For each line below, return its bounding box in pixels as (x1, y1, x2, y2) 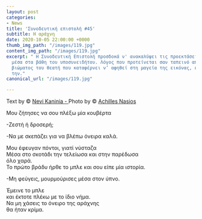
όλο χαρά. (6, 157, 32, 164)
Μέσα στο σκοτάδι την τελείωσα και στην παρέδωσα (6, 151, 139, 158)
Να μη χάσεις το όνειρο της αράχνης (6, 200, 100, 207)
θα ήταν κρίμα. (6, 206, 44, 214)
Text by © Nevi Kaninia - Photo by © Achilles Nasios (6, 97, 136, 105)
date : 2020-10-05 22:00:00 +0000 (6, 37, 90, 43)
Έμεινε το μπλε (6, 187, 45, 194)
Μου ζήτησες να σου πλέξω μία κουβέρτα (6, 109, 112, 117)
